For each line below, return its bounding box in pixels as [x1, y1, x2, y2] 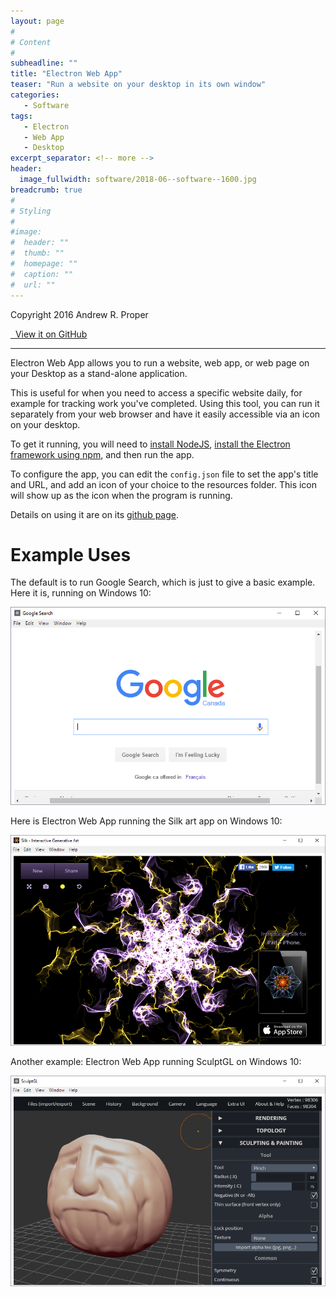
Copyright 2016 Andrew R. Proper [10, 308, 149, 320]
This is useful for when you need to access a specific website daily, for [10, 386, 303, 399]
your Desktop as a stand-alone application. [10, 367, 188, 379]
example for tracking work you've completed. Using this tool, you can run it [10, 397, 320, 409]
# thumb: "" [10, 248, 65, 259]
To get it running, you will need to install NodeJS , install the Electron [10, 438, 291, 450]
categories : [10, 90, 60, 100]
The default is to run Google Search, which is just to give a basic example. [10, 576, 316, 589]
